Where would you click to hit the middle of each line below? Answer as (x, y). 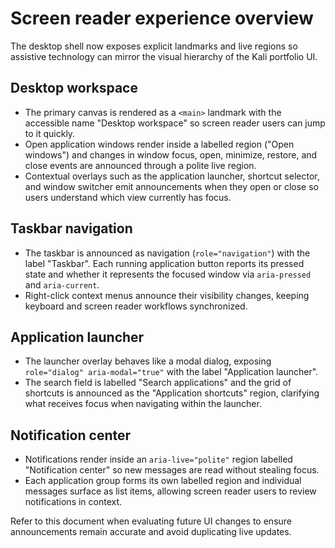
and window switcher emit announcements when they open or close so (171, 186)
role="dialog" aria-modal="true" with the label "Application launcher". (171, 372)
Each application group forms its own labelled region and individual (163, 481)
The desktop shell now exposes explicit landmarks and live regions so (154, 46)
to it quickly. (50, 133)
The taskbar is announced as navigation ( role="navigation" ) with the (167, 253)
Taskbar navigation (71, 228)
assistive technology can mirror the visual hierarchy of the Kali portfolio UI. (164, 56)
